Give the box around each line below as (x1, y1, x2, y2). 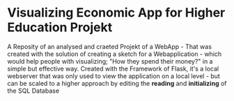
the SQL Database (7, 86, 60, 95)
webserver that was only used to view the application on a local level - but (7, 71, 221, 80)
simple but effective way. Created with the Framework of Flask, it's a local (7, 64, 219, 73)
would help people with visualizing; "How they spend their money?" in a (7, 57, 213, 65)
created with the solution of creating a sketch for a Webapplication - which (7, 50, 222, 58)
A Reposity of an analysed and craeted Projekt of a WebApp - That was (7, 42, 212, 50)
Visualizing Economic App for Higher (7, 5, 226, 21)
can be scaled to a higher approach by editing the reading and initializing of (7, 79, 227, 87)
